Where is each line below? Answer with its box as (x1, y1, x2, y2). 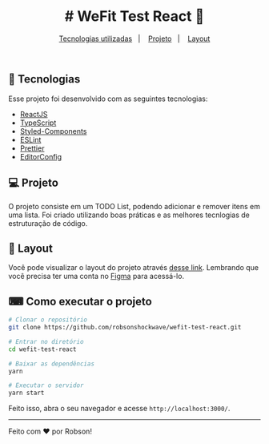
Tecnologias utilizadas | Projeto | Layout (58, 34, 211, 43)
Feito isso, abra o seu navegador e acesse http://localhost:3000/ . (8, 404, 231, 414)
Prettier (19, 143, 45, 153)
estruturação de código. (8, 218, 88, 228)
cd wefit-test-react (8, 345, 78, 353)
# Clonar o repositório (8, 316, 88, 324)
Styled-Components (19, 126, 87, 135)
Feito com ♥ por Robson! (8, 426, 92, 436)
